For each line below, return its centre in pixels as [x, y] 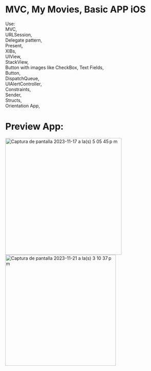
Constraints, [18, 89]
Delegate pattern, [24, 40]
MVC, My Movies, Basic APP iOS [75, 10]
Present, [14, 45]
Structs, [14, 100]
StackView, [17, 62]
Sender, [14, 95]
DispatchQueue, [22, 78]
